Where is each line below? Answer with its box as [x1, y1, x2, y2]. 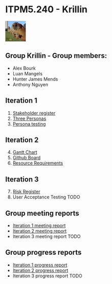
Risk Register [12, 189, 41, 195]
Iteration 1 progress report [12, 261, 68, 268]
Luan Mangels [12, 70, 43, 76]
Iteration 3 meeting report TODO [12, 233, 81, 239]
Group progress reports [5, 248, 82, 257]
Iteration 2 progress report [12, 267, 69, 273]
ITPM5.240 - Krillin [5, 4, 88, 15]
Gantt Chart [12, 149, 37, 155]
